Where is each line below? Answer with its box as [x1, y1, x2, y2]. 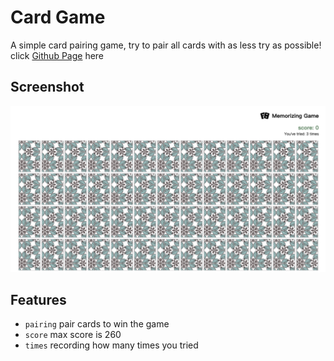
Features [10, 291, 67, 308]
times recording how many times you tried [24, 339, 199, 351]
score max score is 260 [24, 329, 122, 341]
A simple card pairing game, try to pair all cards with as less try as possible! [10, 39, 322, 51]
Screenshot [10, 79, 85, 96]
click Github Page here [10, 49, 105, 61]
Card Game [10, 6, 106, 29]
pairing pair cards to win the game [24, 318, 170, 330]
